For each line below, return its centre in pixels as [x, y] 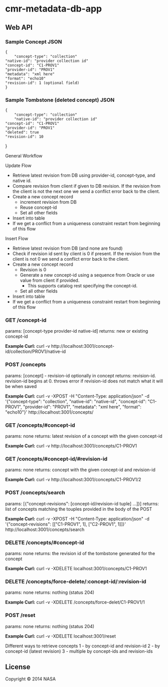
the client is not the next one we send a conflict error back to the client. [86, 191]
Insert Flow [17, 239]
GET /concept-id [26, 320]
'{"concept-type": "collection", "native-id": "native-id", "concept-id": [76, 401]
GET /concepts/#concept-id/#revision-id [56, 459]
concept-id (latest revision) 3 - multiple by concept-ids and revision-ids [79, 651]
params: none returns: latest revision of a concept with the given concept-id [84, 436]
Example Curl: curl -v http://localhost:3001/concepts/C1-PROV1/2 [73, 480]
